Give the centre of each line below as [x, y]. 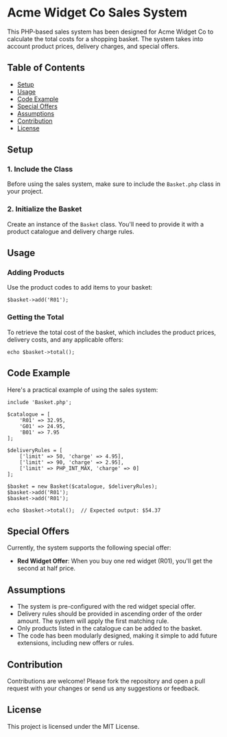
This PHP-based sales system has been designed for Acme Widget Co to [110, 32]
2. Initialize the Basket [45, 209]
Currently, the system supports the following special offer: [89, 548]
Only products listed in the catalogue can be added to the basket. [109, 629]
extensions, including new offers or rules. [75, 643]
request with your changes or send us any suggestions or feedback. [104, 688]
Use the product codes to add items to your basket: [80, 288]
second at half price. [46, 568]
